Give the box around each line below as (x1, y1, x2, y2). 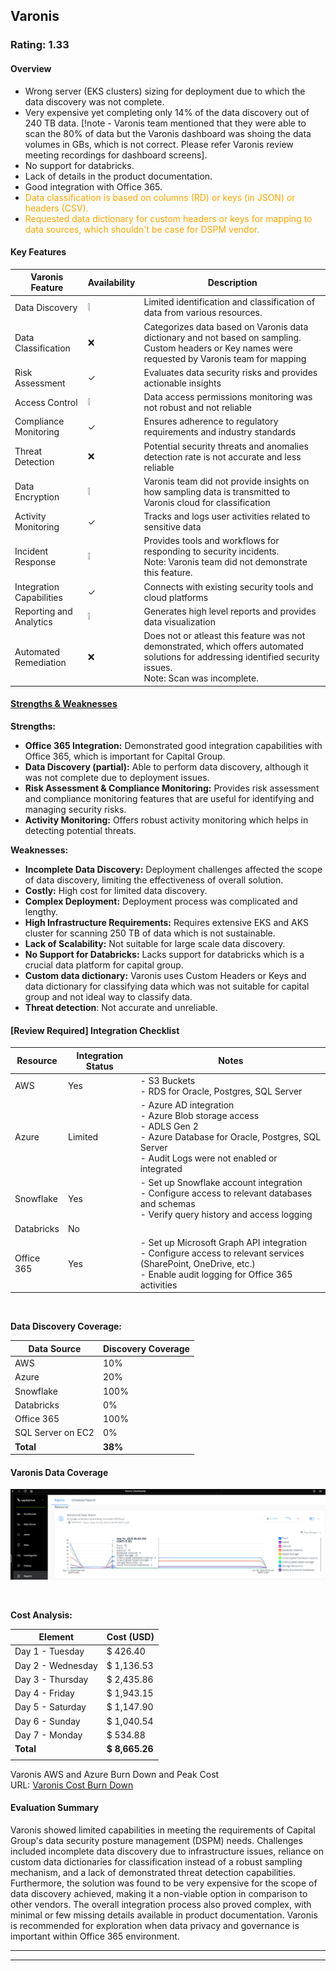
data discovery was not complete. (24, 95, 165, 108)
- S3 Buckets (139, 1074, 196, 1086)
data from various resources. (143, 307, 263, 319)
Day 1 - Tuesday (14, 1645, 85, 1658)
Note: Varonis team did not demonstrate (143, 556, 308, 568)
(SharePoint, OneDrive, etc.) (139, 1257, 256, 1269)
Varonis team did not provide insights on (143, 475, 310, 487)
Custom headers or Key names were (143, 342, 293, 354)
